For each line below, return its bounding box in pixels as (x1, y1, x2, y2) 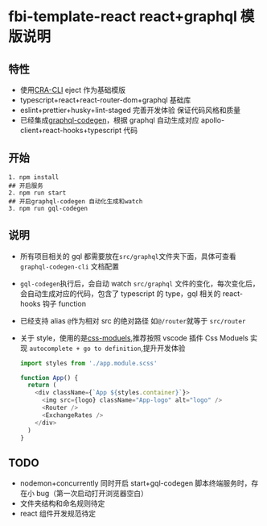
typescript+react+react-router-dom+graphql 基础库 (19, 95, 191, 105)
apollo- (200, 115, 225, 125)
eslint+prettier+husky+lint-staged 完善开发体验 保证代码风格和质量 (19, 106, 241, 115)
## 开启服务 (8, 182, 44, 190)
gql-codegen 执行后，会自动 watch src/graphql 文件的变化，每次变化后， (19, 278, 260, 288)
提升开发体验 (142, 343, 186, 353)
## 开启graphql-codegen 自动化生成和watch (8, 197, 143, 206)
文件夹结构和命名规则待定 (19, 499, 105, 508)
